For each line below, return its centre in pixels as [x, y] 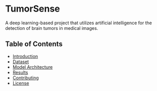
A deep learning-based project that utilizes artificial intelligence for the [79, 23]
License [21, 83]
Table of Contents [34, 44]
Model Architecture [33, 67]
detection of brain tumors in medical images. [52, 28]
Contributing [25, 78]
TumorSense [33, 9]
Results [20, 72]
